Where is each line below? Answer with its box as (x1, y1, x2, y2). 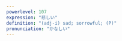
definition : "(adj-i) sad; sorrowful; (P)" (6, 20, 117, 26)
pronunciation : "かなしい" (6, 25, 70, 32)
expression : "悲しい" (6, 14, 58, 20)
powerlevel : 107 (6, 8, 47, 15)
